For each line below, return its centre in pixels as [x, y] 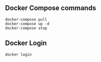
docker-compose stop [26, 28]
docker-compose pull [26, 19]
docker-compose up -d [27, 24]
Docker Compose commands [50, 8]
